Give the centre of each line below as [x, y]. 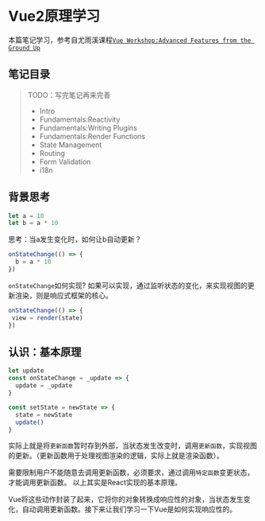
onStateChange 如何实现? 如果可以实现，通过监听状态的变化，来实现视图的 [128, 285]
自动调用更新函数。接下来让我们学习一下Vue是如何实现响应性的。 [129, 509]
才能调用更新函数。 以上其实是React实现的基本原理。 [95, 483]
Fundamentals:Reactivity [80, 119]
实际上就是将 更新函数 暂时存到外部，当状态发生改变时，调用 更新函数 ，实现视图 [133, 445]
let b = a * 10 [33, 224]
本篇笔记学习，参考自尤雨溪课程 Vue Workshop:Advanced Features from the [130, 40]
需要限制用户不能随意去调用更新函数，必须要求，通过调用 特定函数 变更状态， [131, 472]
